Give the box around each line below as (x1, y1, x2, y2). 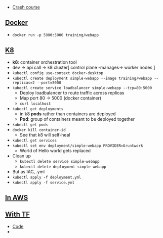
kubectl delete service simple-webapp (19, 159, 100, 164)
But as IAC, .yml (12, 168, 45, 175)
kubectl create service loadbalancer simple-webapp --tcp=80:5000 (12, 85, 152, 91)
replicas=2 (12, 80, 35, 85)
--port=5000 (37, 80, 62, 85)
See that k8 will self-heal (19, 132, 70, 138)
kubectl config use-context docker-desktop (12, 70, 104, 76)
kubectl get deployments (12, 106, 64, 111)
